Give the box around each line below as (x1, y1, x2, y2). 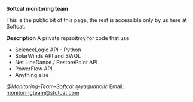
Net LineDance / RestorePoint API (14, 59, 98, 66)
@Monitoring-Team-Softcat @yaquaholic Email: (6, 83, 124, 90)
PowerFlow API (14, 65, 53, 72)
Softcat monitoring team (6, 5, 68, 12)
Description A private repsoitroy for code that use (6, 35, 130, 41)
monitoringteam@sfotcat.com (6, 89, 79, 96)
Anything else (14, 72, 49, 78)
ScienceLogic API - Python (14, 46, 82, 53)
